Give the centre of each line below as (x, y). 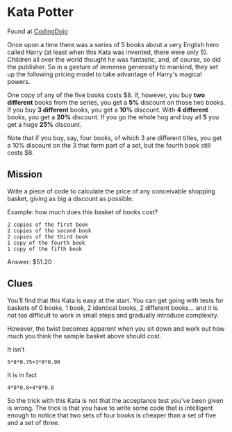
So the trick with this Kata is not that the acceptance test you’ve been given (115, 400)
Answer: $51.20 (30, 261)
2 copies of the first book (48, 225)
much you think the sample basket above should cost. (84, 336)
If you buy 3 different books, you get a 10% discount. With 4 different (108, 110)
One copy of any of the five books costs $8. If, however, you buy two (106, 95)
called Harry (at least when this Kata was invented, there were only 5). (108, 52)
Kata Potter (41, 12)
